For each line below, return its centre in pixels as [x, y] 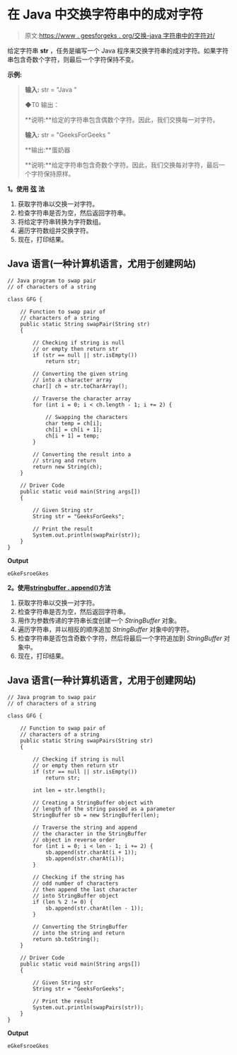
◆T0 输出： [42, 104]
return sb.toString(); [66, 939]
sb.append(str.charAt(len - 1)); [94, 908]
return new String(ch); [68, 467]
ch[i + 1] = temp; [72, 436]
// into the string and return [79, 933]
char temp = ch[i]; [74, 423]
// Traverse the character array [82, 398]
